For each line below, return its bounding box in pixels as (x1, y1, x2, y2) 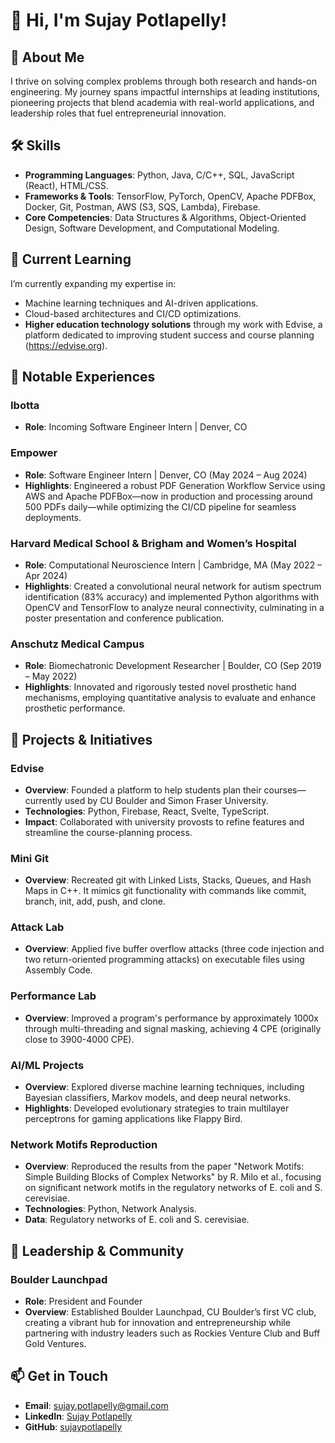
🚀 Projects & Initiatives (10, 731, 153, 748)
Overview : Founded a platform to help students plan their (24, 784, 262, 796)
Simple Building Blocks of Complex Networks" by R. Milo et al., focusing (24, 1171, 322, 1183)
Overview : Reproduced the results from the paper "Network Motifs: (24, 1160, 305, 1173)
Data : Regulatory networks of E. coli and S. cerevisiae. (24, 1214, 250, 1226)
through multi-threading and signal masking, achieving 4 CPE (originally (24, 1022, 322, 1034)
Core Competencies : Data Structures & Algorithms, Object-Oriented (24, 211, 307, 223)
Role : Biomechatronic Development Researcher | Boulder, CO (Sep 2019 (24, 660, 322, 672)
